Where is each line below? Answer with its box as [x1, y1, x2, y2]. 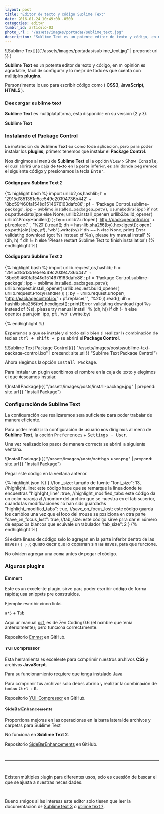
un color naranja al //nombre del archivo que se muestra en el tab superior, [5, 496, 156, 501]
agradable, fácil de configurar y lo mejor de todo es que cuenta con [5, 67, 141, 73]
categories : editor [5, 21, 45, 26]
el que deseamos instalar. [5, 374, 57, 380]
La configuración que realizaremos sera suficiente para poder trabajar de [5, 412, 152, 418]
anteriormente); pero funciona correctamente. [5, 625, 98, 630]
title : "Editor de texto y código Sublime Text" [5, 12, 106, 17]
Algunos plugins [5, 563, 45, 570]
